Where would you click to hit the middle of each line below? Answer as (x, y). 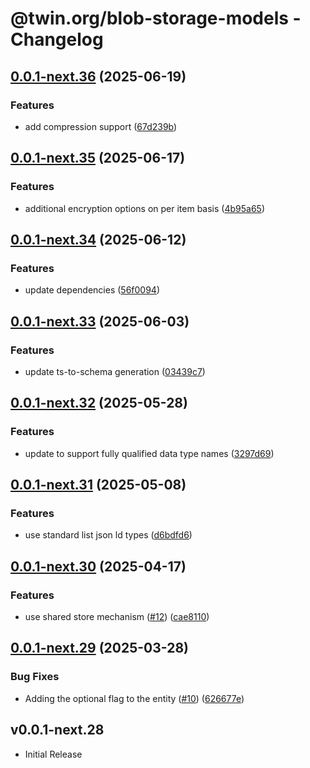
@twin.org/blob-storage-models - (156, 18)
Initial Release (53, 754)
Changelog (57, 39)
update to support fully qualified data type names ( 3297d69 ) (149, 453)
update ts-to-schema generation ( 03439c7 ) (115, 371)
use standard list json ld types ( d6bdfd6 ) (108, 535)
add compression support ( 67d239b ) (101, 126)
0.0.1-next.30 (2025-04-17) (98, 566)
